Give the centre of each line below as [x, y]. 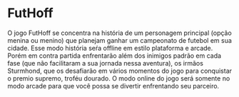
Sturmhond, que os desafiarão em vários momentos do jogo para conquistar [120, 71]
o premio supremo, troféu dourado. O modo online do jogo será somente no [119, 78]
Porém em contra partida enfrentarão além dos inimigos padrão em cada [115, 56]
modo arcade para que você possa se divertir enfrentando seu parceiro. [113, 86]
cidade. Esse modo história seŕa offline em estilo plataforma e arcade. [110, 48]
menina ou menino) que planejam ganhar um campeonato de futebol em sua [119, 40]
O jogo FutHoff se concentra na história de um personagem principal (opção [119, 33]
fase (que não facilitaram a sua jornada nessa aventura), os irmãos [105, 63]
